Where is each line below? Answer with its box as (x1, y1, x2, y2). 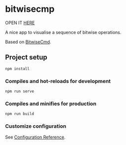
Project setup (5, 53, 48, 62)
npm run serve (5, 89, 35, 94)
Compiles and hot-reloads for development (5, 77, 111, 84)
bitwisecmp (5, 3, 55, 15)
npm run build (5, 111, 35, 116)
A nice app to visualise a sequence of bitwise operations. (5, 29, 122, 35)
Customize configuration (5, 123, 67, 130)
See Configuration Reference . (5, 134, 66, 140)
